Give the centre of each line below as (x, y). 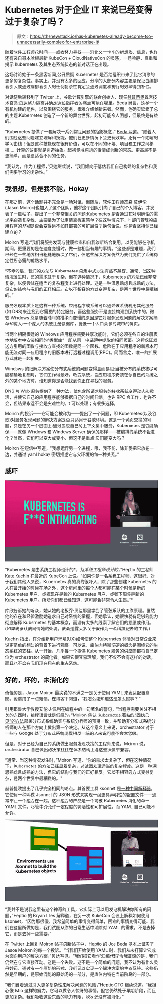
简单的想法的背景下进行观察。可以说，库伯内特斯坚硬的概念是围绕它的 (83, 645)
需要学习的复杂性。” (28, 172)
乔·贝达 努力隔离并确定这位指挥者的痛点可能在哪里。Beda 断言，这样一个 (86, 103)
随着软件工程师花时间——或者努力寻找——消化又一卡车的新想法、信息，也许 (81, 52)
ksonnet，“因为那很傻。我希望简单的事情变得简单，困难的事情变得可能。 (78, 921)
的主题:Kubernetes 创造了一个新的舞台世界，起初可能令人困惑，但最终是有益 (81, 115)
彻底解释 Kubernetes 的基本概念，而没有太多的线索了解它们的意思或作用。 (79, 623)
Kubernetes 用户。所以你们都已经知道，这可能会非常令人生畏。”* (69, 600)
